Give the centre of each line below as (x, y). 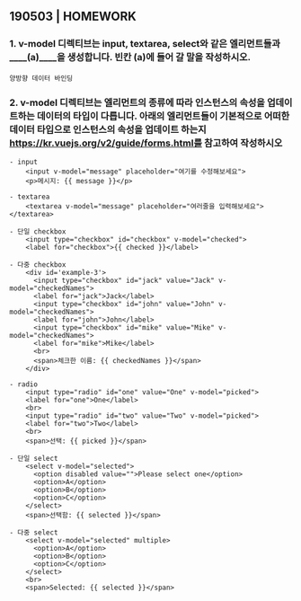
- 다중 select (34, 532)
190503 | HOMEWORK (73, 17)
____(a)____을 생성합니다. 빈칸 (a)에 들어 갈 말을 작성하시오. (130, 57)
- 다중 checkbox (38, 265)
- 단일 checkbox (38, 231)
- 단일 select (34, 458)
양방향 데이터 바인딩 (41, 78)
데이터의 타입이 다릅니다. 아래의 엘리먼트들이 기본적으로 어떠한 (164, 116)
